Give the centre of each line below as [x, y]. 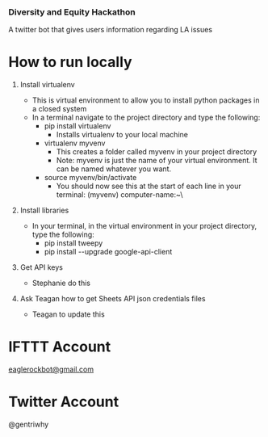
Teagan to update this [68, 314]
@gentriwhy [29, 424]
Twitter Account [64, 402]
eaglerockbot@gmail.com [51, 369]
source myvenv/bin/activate [90, 178]
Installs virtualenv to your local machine [122, 135]
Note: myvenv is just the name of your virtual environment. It [157, 161]
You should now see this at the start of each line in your [149, 186]
